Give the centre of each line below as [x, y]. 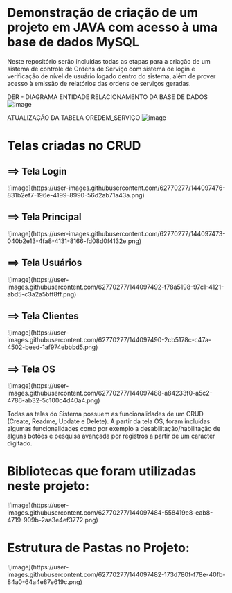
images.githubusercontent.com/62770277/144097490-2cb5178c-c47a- [109, 340]
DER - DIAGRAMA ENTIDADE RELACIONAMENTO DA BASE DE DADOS [107, 97]
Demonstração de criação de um [103, 13]
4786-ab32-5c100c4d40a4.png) [54, 400]
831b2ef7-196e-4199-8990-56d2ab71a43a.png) [76, 195]
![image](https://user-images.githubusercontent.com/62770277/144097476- [116, 188]
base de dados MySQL [73, 42]
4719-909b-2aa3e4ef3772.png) [53, 520]
